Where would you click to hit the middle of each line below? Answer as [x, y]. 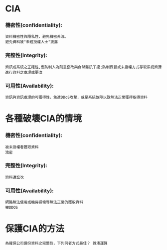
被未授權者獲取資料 [22, 147]
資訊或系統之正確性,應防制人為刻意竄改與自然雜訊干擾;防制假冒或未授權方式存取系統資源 [83, 67]
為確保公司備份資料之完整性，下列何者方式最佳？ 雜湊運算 [57, 244]
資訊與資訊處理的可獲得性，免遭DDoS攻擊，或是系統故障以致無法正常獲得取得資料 [77, 98]
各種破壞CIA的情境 [44, 119]
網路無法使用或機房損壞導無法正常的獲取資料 [44, 202]
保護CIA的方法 [35, 229]
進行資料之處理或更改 [24, 72]
